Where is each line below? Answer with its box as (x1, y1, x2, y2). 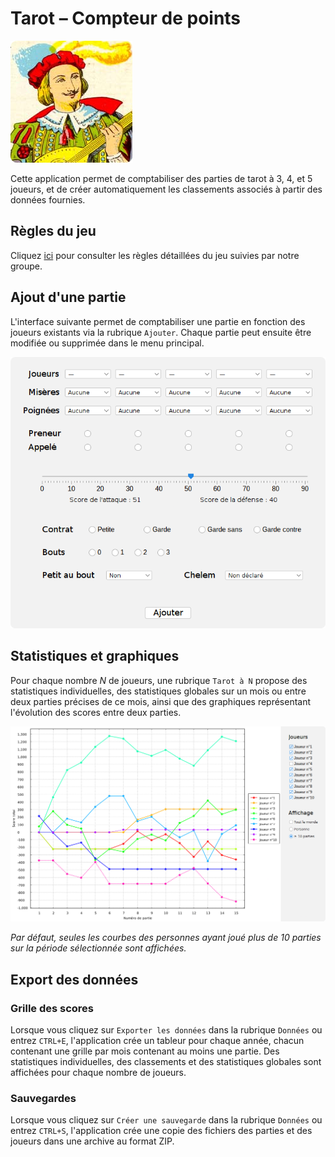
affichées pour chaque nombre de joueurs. (10, 1067, 187, 1078)
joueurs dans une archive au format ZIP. (10, 1135, 175, 1147)
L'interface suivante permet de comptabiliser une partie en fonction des (10, 315, 306, 327)
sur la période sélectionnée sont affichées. (10, 942, 187, 954)
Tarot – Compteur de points (10, 7, 242, 30)
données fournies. (10, 193, 86, 206)
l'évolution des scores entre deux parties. (10, 706, 182, 718)
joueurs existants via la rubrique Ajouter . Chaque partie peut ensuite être (10, 326, 312, 338)
